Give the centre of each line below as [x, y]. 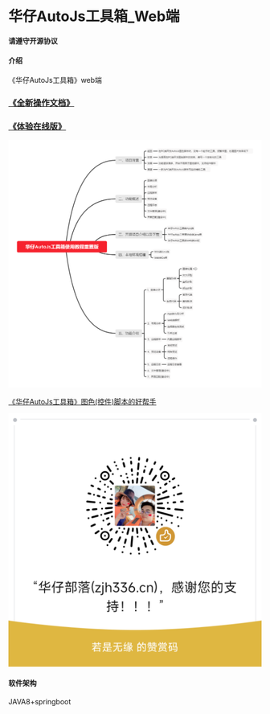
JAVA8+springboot [40, 702]
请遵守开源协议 [33, 40]
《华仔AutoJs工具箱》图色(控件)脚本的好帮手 [82, 401]
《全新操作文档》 [41, 103]
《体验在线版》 [37, 126]
